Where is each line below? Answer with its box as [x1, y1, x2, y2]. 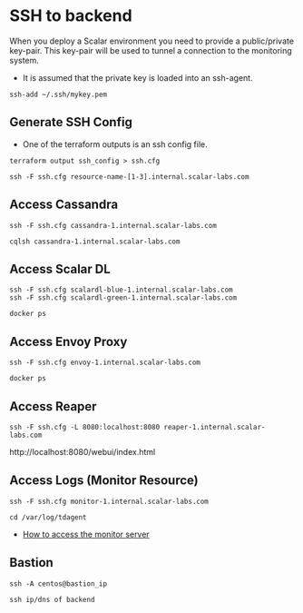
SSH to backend [9, 5, 133, 26]
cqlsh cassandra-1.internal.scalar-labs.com [9, 237, 181, 246]
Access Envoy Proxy [9, 333, 128, 350]
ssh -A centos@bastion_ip [9, 578, 107, 588]
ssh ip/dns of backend [9, 595, 95, 604]
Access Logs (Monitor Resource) [9, 473, 199, 489]
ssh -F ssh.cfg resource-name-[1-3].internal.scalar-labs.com [9, 172, 249, 182]
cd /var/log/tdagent [9, 512, 88, 522]
